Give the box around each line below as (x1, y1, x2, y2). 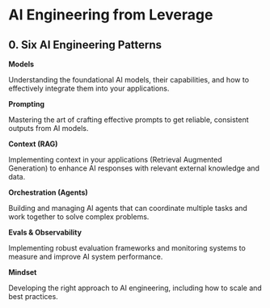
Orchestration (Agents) (8, 188, 89, 197)
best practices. (8, 292, 58, 301)
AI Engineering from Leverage (8, 6, 213, 24)
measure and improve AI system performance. (8, 252, 163, 261)
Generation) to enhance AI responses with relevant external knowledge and (8, 163, 260, 173)
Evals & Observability (8, 228, 82, 237)
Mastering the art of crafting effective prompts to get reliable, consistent (8, 115, 249, 124)
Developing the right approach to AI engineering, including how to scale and (8, 283, 263, 293)
